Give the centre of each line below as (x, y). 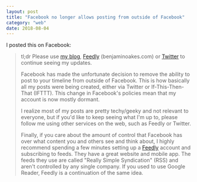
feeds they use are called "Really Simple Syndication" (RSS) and (99, 160)
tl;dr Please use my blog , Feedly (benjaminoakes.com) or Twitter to (103, 56)
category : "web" (26, 23)
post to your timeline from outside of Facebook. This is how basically (105, 81)
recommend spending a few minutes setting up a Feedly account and (106, 148)
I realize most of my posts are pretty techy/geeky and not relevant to (104, 111)
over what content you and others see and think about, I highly (97, 141)
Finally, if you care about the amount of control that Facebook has (101, 135)
